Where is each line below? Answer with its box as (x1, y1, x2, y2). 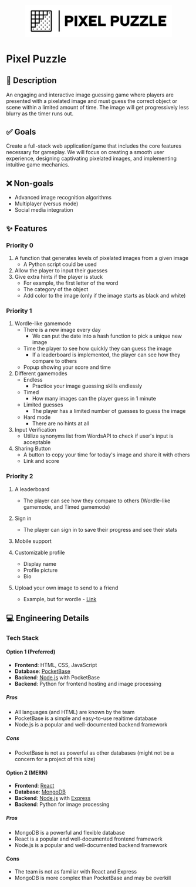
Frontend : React (14, 782, 55, 789)
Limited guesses (23, 401, 63, 408)
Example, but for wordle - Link (23, 595, 97, 602)
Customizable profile (14, 549, 65, 556)
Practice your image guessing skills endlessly (32, 382, 143, 389)
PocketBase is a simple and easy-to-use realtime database (14, 715, 157, 722)
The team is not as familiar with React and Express (14, 868, 137, 875)
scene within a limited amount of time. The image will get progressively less (6, 104, 189, 111)
